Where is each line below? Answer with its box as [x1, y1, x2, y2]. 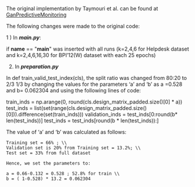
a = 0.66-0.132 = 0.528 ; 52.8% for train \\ [6, 171, 120, 176]
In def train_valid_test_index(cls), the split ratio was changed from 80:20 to [6, 75, 187, 81]
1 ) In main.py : [6, 34, 41, 41]
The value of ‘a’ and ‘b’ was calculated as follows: [6, 129, 127, 135]
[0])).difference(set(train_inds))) [6, 111, 84, 118]
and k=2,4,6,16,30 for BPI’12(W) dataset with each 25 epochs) [6, 52, 156, 58]
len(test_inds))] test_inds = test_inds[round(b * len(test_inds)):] [6, 117, 159, 124]
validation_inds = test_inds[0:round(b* [84, 111, 178, 118]
